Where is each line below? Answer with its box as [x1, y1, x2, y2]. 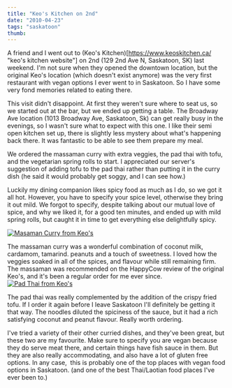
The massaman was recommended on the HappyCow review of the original [7, 264, 224, 273]
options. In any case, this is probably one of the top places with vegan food [7, 359, 226, 367]
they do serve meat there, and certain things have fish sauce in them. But [7, 343, 219, 352]
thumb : [7, 29, 27, 37]
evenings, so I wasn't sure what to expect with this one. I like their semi [7, 121, 212, 130]
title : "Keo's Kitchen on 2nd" [7, 10, 99, 17]
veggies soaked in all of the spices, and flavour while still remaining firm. [7, 258, 217, 266]
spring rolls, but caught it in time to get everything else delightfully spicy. [7, 216, 217, 224]
